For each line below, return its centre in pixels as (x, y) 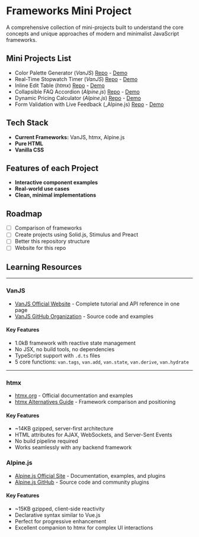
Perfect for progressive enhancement (60, 521)
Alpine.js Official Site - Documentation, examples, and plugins (90, 475)
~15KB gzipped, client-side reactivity (60, 509)
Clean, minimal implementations (55, 195)
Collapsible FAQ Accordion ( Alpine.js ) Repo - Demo (77, 91)
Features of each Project (52, 168)
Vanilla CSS (29, 150)
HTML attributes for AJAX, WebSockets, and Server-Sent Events (94, 435)
